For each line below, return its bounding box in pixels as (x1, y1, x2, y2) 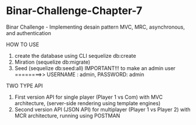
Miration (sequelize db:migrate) (14, 58, 91, 65)
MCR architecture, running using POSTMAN (14, 112, 121, 119)
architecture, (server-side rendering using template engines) (14, 99, 161, 106)
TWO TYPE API (6, 82, 43, 89)
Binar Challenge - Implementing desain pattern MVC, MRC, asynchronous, (6, 23, 185, 30)
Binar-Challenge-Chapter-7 (6, 4, 143, 18)
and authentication (6, 29, 51, 36)
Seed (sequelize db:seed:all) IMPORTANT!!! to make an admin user (14, 64, 176, 71)
